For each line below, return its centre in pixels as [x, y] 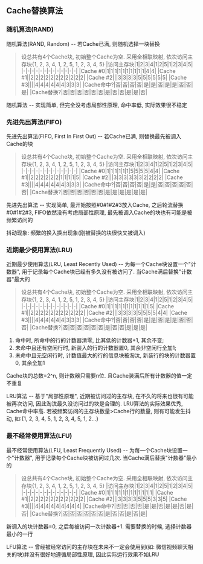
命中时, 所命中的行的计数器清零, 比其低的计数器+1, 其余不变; [89, 340]
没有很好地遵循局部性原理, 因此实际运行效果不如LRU [94, 554]
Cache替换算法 [35, 11]
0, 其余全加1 [30, 363]
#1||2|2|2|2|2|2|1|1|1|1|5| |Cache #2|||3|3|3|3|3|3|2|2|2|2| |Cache [102, 177]
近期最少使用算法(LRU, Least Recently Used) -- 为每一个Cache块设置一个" [99, 264]
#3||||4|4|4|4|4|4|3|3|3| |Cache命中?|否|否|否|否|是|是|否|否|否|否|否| [107, 184]
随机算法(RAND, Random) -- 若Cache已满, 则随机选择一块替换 [83, 43]
